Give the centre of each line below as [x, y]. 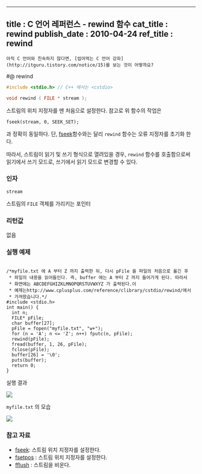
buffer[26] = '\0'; [36, 355]
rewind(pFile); [31, 339]
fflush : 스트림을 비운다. [43, 464]
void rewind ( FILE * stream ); [47, 98]
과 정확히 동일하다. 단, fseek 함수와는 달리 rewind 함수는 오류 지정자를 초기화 [96, 134]
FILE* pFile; [28, 318]
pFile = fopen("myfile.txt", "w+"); [57, 329]
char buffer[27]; [33, 323]
